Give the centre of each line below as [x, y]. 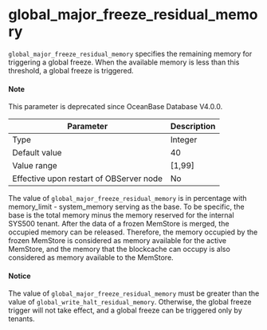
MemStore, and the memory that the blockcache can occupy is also [120, 249]
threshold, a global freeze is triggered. [71, 70]
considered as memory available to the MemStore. [91, 257]
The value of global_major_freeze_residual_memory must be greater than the [134, 293]
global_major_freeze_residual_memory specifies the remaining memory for [130, 53]
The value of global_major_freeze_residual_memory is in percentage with [128, 198]
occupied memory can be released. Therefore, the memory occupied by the [133, 232]
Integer [184, 139]
